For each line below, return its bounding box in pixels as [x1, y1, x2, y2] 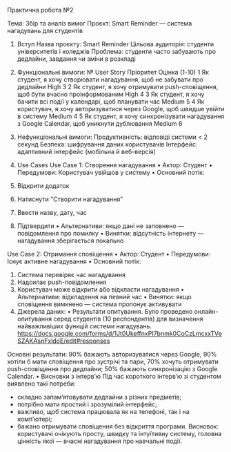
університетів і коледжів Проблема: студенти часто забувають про [17, 48, 216, 55]
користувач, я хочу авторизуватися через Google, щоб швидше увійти [17, 105, 225, 113]
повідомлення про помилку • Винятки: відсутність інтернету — [17, 229, 204, 237]
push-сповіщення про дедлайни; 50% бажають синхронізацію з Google [7, 365, 218, 373]
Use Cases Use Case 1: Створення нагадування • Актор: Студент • [17, 161, 212, 169]
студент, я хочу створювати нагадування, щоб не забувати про [17, 75, 203, 84]
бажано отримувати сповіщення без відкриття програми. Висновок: [17, 422, 219, 431]
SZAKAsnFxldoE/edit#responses [17, 337, 110, 345]
